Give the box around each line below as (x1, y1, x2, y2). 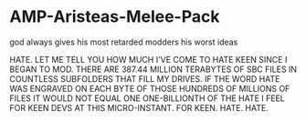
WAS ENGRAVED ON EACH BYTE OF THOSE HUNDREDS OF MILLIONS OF (9, 83, 290, 94)
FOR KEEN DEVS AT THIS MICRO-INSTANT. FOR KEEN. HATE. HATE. (9, 102, 269, 113)
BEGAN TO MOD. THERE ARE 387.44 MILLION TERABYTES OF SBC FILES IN (9, 64, 298, 75)
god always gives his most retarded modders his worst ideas (9, 36, 238, 47)
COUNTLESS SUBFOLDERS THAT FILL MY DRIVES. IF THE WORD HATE (9, 73, 280, 84)
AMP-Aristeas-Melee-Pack (9, 6, 220, 27)
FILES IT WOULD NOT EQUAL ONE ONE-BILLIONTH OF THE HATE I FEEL (9, 93, 286, 104)
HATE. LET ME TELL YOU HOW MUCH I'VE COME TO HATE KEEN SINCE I (9, 54, 288, 65)
